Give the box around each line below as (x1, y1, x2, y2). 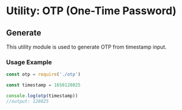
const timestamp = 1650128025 (6, 82, 81, 88)
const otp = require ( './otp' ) (6, 72, 81, 77)
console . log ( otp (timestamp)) (6, 93, 78, 99)
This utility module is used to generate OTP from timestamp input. (6, 43, 167, 50)
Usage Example (6, 58, 52, 66)
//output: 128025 (6, 98, 49, 104)
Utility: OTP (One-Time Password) (6, 4, 177, 18)
